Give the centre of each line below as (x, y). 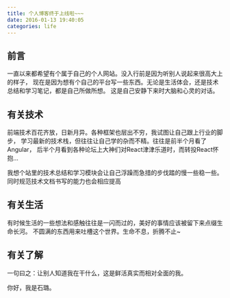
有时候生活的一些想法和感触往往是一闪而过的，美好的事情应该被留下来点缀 (112, 222)
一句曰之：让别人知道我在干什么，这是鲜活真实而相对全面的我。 (97, 273)
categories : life (32, 26)
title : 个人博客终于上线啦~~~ (46, 13)
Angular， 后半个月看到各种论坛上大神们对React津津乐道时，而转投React (110, 149)
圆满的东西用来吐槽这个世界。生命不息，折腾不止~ (110, 231)
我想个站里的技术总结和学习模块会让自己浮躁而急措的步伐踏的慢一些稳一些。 (115, 173)
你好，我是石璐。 (31, 287)
